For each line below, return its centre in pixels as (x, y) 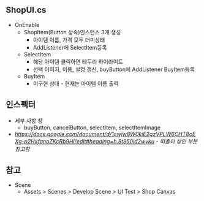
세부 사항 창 (29, 120)
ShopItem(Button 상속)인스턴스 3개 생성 (72, 32)
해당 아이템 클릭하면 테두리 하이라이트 (78, 61)
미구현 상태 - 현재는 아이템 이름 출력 (76, 83)
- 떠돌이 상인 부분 (177, 141)
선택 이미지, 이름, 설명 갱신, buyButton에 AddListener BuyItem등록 (114, 69)
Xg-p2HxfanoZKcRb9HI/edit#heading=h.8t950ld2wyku (85, 141)
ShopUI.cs (26, 10)
